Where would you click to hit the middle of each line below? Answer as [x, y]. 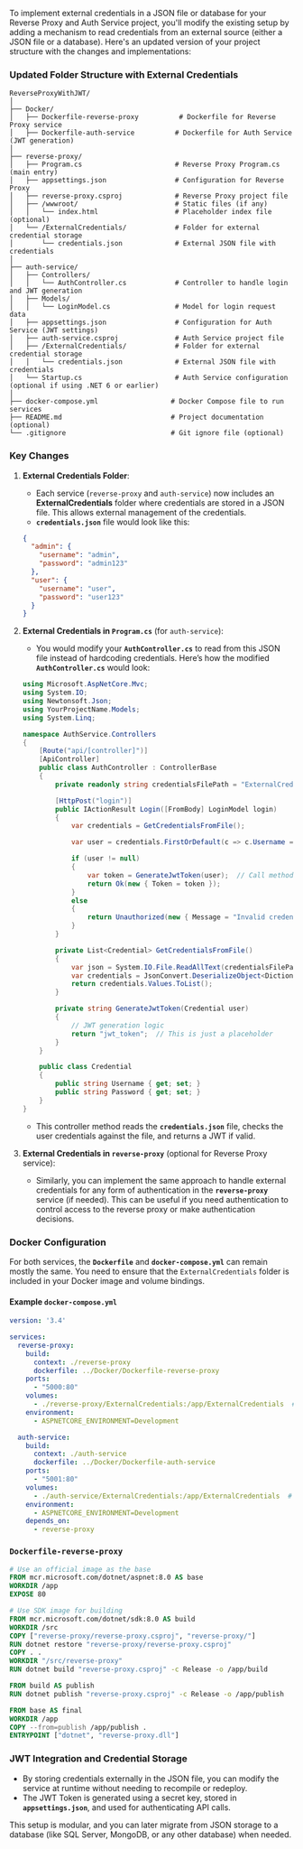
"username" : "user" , [78, 589]
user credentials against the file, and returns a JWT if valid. [146, 1136]
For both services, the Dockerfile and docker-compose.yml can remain [139, 1262]
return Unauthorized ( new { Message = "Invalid [176, 917]
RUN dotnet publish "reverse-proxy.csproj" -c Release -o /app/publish [147, 1694]
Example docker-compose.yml [63, 1301]
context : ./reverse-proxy [82, 1362]
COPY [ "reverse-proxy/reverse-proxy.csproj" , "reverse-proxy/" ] [133, 1636]
